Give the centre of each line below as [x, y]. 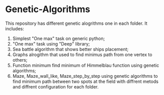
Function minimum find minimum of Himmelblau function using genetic [86, 65]
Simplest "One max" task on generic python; [59, 38]
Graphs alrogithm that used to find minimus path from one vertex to [82, 55]
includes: [15, 28]
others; [20, 60]
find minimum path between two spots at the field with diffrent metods [85, 81]
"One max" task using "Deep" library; [51, 43]
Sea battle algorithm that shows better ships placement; [70, 49]
